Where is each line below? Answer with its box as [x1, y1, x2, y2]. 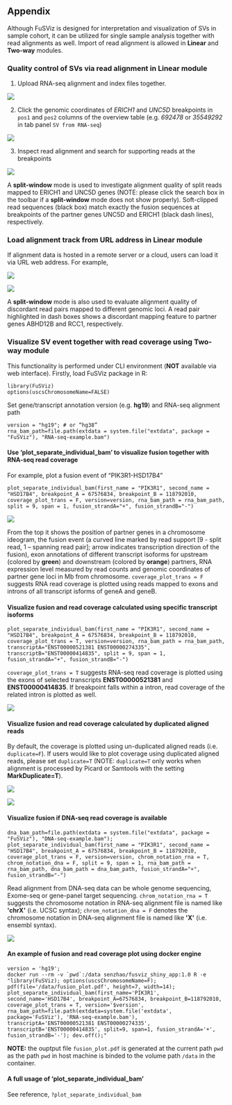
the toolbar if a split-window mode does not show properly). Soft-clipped [7, 196, 219, 204]
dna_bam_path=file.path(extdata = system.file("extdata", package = [7, 829, 210, 836]
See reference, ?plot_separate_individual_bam [7, 1090, 142, 1098]
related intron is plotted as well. [7, 690, 97, 699]
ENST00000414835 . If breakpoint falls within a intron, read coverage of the [7, 683, 225, 692]
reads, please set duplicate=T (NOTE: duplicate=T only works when [7, 757, 201, 765]
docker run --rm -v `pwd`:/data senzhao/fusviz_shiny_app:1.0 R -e [7, 971, 207, 978]
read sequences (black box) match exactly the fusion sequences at [7, 203, 200, 211]
